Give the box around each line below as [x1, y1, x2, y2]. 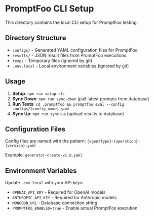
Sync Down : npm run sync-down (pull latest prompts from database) [12, 95, 150, 102]
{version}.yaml [5, 144, 37, 148]
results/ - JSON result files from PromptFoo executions [12, 52, 127, 58]
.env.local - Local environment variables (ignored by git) [12, 63, 129, 69]
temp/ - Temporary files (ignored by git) [12, 58, 93, 64]
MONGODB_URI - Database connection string [12, 200, 98, 206]
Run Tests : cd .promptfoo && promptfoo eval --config [12, 101, 124, 107]
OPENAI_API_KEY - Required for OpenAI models [12, 189, 106, 195]
